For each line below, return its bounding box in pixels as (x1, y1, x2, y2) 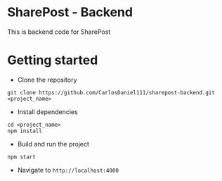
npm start (7, 153, 37, 161)
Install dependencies (17, 107, 79, 116)
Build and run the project (17, 139, 90, 148)
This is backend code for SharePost (7, 27, 111, 36)
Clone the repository (17, 75, 77, 84)
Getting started (7, 52, 98, 68)
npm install (7, 127, 42, 135)
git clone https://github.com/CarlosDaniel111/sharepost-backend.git (7, 89, 216, 96)
